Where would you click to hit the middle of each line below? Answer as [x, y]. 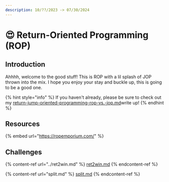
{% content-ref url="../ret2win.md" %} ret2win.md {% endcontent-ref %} [82, 164]
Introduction [25, 65]
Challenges [24, 152]
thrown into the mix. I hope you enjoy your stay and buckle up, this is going [84, 82]
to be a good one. [24, 87]
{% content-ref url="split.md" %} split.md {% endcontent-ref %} [73, 174]
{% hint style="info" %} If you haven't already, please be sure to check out [83, 97]
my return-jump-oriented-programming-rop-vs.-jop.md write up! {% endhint [84, 102]
